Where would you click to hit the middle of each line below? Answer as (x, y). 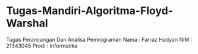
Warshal (27, 23)
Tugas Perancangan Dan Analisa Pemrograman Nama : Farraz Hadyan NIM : (99, 39)
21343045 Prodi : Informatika (42, 46)
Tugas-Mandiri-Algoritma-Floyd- (90, 11)
